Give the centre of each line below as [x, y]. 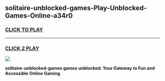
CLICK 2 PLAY [22, 48]
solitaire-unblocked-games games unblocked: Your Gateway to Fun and [80, 68]
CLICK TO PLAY [24, 30]
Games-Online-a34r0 [39, 16]
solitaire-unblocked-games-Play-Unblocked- [76, 8]
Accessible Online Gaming [33, 73]
